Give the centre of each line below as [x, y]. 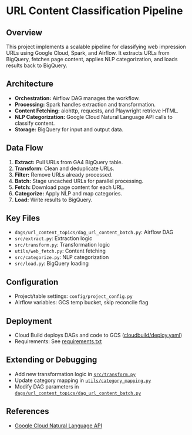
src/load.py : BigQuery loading [52, 264]
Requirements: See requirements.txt [58, 341]
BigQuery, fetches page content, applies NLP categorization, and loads [92, 59]
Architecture [30, 84]
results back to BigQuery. [37, 65]
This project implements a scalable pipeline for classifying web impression [96, 47]
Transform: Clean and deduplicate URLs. [64, 168]
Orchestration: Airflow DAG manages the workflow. [77, 98]
